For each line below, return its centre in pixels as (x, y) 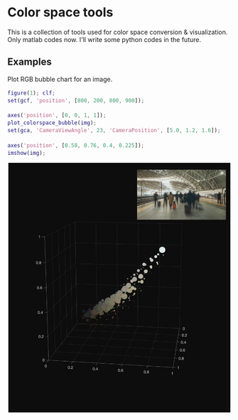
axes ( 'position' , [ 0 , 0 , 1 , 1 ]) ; (57, 115)
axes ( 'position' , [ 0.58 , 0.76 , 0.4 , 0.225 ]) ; (76, 145)
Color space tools (60, 12)
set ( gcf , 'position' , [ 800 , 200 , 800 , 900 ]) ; (76, 100)
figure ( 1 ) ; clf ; (31, 93)
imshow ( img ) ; (27, 153)
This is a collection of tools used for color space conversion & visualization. (118, 32)
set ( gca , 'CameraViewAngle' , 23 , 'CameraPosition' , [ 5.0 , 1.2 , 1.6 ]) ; (114, 131)
